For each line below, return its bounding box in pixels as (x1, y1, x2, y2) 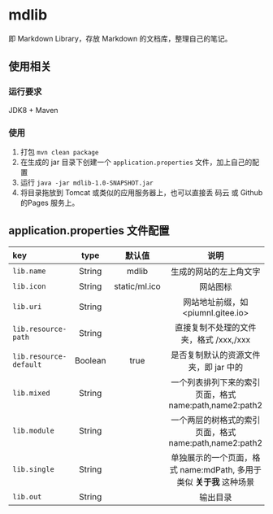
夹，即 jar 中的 (188, 361, 244, 372)
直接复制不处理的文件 (174, 321, 257, 333)
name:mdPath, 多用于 (180, 464, 262, 475)
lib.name (12, 266, 46, 276)
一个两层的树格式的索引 (170, 414, 261, 425)
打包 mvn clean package (19, 146, 99, 156)
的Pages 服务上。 (19, 198, 80, 207)
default (12, 359, 42, 369)
